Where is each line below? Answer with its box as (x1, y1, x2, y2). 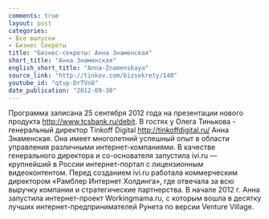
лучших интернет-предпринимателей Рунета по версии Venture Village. (8, 202, 255, 212)
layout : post (8, 19, 52, 27)
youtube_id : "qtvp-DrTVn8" (8, 79, 99, 87)
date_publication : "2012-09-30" (8, 86, 116, 95)
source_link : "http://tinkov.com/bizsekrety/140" (8, 71, 178, 79)
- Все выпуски (8, 34, 56, 43)
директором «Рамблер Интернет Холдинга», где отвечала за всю (8, 176, 234, 186)
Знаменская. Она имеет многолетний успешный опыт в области (8, 134, 230, 144)
